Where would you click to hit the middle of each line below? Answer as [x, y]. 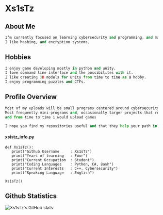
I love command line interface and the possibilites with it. [69, 73]
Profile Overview [31, 97]
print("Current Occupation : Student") [53, 160]
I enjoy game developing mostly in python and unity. [61, 68]
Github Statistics [31, 196]
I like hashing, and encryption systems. [48, 42]
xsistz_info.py [20, 137]
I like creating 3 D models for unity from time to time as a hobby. [76, 77]
